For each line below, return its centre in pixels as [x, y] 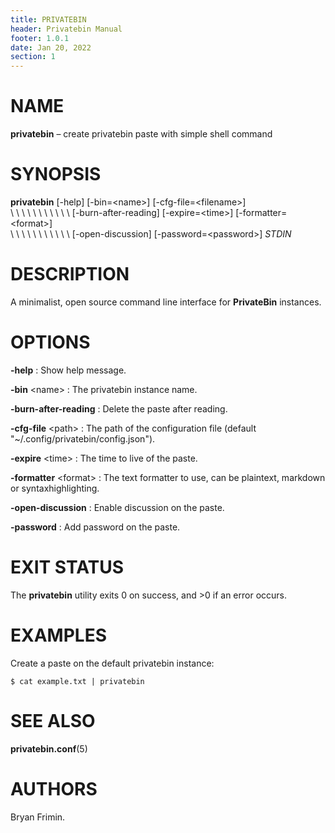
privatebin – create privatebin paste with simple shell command [141, 134]
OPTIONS [50, 342]
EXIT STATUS [67, 567]
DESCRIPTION [70, 274]
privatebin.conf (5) [49, 748]
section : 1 [33, 57]
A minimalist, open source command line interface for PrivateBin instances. [166, 302]
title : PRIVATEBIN [48, 19]
